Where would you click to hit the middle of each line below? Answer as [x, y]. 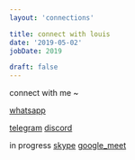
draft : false [34, 67]
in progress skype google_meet [68, 146]
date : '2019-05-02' [46, 42]
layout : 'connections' [52, 18]
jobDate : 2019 [36, 51]
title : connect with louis [60, 34]
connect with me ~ [44, 93]
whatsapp [28, 110]
